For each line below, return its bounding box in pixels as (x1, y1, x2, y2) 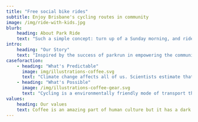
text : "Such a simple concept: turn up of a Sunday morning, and (16, 36, 181, 42)
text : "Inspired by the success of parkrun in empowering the (16, 52, 173, 58)
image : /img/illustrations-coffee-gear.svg (21, 85, 131, 91)
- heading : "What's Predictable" (16, 63, 99, 69)
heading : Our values (16, 101, 67, 107)
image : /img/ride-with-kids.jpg (6, 19, 85, 25)
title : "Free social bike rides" (6, 8, 88, 15)
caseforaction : (6, 57, 44, 63)
